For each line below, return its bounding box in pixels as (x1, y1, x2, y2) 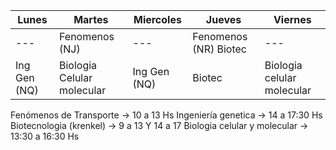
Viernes (273, 13, 312, 26)
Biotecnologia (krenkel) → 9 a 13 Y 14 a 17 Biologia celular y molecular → (10, 120, 309, 131)
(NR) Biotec (192, 42, 247, 56)
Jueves (205, 13, 242, 26)
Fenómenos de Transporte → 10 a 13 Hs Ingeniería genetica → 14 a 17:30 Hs (10, 109, 323, 121)
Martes (73, 13, 109, 26)
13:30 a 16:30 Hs (10, 130, 80, 142)
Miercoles (133, 13, 182, 26)
